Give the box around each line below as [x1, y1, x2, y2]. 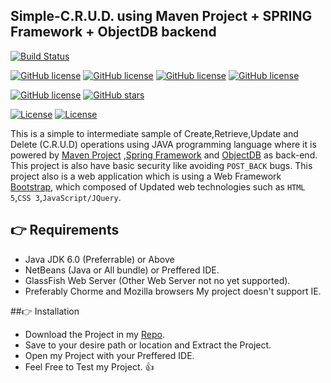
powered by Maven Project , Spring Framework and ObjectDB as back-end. [10, 149, 318, 161]
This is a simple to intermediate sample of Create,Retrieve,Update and [10, 127, 299, 139]
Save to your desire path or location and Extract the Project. [24, 339, 272, 351]
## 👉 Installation [10, 305, 80, 317]
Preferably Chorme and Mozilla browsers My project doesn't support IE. [24, 285, 322, 297]
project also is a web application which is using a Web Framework [10, 170, 282, 182]
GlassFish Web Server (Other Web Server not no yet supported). [24, 274, 291, 286]
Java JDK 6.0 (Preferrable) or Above [24, 253, 175, 265]
